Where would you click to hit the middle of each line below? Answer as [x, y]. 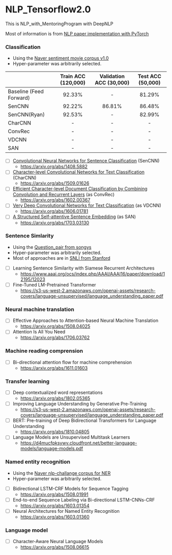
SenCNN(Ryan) [26, 115]
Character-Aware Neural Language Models [58, 542]
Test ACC [149, 77]
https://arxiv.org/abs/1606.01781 [54, 211]
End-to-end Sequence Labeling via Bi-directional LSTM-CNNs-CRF [84, 499]
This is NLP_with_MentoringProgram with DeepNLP [59, 24]
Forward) [19, 98]
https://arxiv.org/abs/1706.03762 [55, 337]
